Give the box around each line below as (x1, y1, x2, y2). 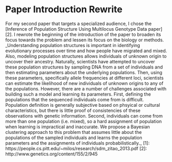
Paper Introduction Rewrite (5, 4, 123, 15)
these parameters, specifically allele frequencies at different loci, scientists (5, 75, 164, 81)
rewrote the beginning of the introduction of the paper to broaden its (16, 31, 161, 37)
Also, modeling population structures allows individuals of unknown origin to (5, 53, 167, 59)
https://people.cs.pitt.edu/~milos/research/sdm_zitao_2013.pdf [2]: (5, 145, 147, 151)
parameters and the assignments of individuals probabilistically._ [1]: (5, 140, 150, 146)
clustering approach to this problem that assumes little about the (5, 129, 142, 135)
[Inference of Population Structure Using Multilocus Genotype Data (5, 26, 147, 32)
